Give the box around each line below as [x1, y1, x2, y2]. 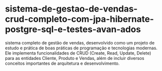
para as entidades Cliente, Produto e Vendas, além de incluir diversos [5, 55, 144, 61]
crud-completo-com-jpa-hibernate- [5, 14, 154, 25]
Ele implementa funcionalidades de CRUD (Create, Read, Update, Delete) [5, 50, 152, 56]
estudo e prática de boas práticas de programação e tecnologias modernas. [5, 45, 158, 51]
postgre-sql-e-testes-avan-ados [5, 24, 141, 35]
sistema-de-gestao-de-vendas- [5, 3, 138, 14]
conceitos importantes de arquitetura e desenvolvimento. [5, 60, 120, 66]
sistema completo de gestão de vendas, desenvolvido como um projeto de [5, 40, 155, 45]
